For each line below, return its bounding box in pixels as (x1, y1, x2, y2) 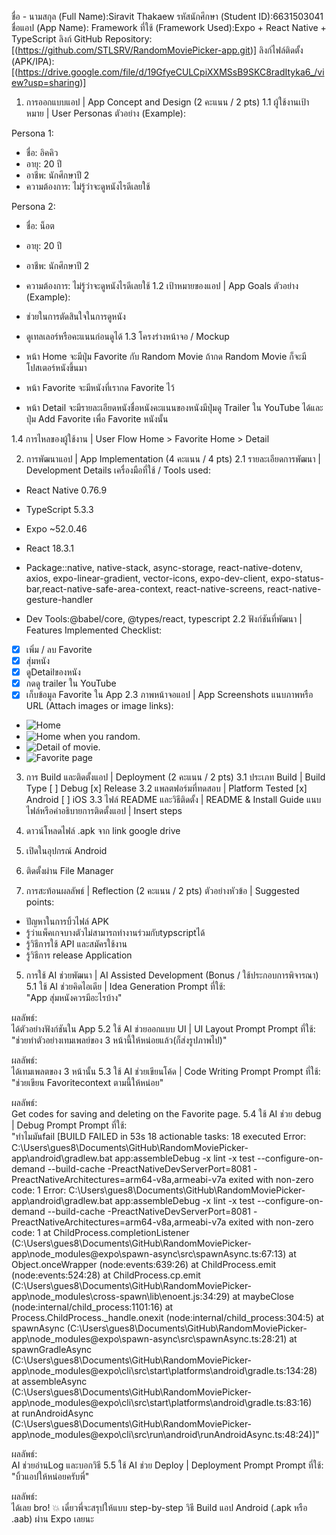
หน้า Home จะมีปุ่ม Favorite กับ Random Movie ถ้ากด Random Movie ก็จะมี (25, 351, 307, 362)
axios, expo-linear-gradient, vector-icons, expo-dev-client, (25, 572, 269, 584)
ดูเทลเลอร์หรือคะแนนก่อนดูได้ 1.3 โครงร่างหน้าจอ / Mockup (25, 331, 230, 342)
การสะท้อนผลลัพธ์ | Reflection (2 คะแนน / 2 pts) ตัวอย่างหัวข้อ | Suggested (25, 885, 300, 897)
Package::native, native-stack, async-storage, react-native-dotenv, (25, 562, 303, 573)
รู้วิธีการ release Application (25, 949, 133, 961)
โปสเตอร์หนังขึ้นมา (25, 362, 88, 373)
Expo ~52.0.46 (25, 523, 88, 535)
